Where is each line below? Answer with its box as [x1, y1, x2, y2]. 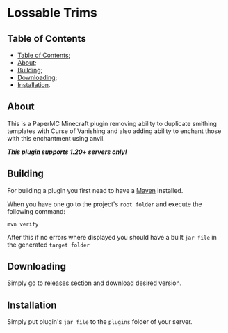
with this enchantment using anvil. [7, 134, 106, 142]
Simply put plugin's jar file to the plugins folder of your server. [7, 318, 193, 326]
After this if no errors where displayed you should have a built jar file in [7, 233, 217, 241]
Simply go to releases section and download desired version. [7, 279, 182, 287]
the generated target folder [7, 240, 90, 249]
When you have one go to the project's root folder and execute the [7, 200, 202, 208]
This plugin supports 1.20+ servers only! [7, 148, 127, 156]
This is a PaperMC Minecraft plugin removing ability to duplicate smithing [7, 119, 218, 127]
